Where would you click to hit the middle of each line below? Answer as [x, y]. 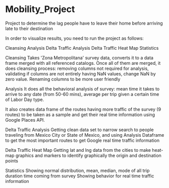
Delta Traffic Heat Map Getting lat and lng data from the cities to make [78, 150]
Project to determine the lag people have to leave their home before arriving [84, 23]
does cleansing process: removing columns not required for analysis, [77, 68]
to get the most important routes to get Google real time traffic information [82, 140]
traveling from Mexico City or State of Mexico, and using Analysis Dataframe [85, 135]
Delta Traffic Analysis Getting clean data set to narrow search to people [79, 130]
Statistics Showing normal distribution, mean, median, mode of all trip [77, 170]
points [12, 161]
